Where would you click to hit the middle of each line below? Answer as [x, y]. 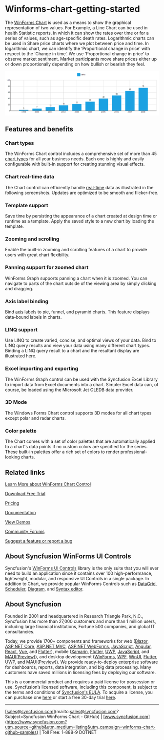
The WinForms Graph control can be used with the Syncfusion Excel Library [81, 379]
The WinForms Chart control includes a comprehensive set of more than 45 [81, 154]
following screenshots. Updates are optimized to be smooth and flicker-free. [82, 193]
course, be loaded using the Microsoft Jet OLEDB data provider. [69, 390]
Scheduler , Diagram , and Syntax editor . [44, 589]
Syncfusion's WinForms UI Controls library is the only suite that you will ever [82, 568]
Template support [27, 205]
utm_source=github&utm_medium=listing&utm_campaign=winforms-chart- [81, 727]
